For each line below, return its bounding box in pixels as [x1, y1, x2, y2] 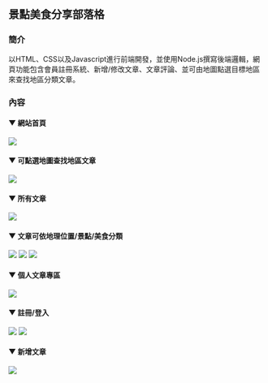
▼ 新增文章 [8, 347, 46, 357]
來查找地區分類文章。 [8, 74, 80, 84]
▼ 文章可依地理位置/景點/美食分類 [8, 230, 123, 241]
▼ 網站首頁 [8, 118, 46, 128]
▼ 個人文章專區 [8, 270, 61, 280]
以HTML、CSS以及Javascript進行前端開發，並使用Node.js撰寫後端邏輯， [8, 54, 253, 63]
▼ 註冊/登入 [8, 308, 50, 318]
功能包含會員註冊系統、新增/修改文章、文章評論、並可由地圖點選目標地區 [15, 64, 261, 74]
